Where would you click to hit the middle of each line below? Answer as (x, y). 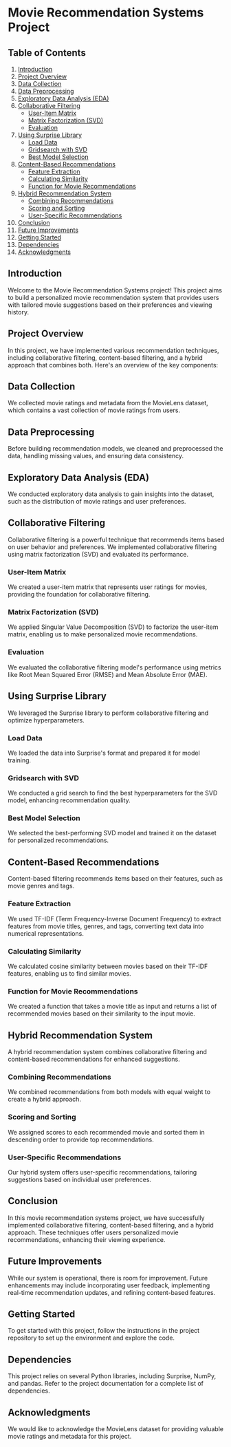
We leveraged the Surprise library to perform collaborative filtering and (108, 713)
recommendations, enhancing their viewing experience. (87, 1239)
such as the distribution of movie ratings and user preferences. (97, 502)
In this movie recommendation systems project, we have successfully (106, 1218)
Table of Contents (47, 53)
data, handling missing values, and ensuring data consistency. (96, 456)
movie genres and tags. (41, 886)
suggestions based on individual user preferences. (80, 1179)
